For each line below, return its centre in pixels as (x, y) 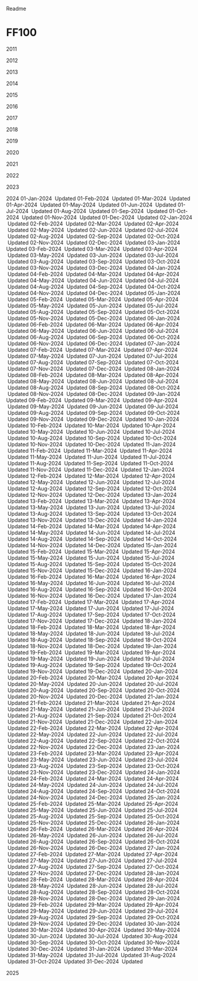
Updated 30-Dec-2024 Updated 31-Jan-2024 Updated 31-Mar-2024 (92, 948)
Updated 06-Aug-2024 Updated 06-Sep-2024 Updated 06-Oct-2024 (94, 337)
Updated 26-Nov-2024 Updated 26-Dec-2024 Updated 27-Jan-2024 (94, 847)
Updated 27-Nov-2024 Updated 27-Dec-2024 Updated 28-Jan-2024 (93, 873)
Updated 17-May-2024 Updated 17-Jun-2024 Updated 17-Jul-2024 (91, 608)
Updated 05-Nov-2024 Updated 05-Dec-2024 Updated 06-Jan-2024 (94, 318)
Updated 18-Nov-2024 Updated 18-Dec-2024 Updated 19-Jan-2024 (92, 646)
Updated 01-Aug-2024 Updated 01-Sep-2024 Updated (100, 211)
